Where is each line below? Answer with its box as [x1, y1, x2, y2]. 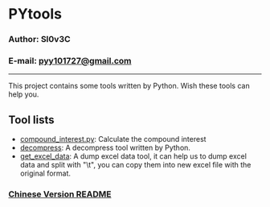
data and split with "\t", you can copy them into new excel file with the [19, 160, 252, 170]
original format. [19, 168, 71, 178]
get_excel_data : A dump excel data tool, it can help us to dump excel [19, 151, 247, 161]
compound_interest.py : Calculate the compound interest [19, 135, 207, 144]
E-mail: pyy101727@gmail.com [8, 56, 132, 67]
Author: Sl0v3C [8, 34, 71, 45]
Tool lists [8, 113, 55, 126]
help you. [8, 89, 39, 99]
